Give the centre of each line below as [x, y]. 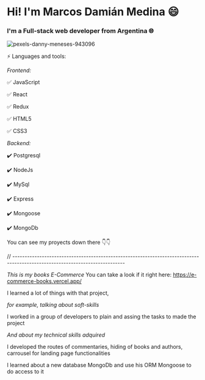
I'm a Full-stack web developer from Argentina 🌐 [81, 31]
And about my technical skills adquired [56, 335]
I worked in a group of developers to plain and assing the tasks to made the [102, 317]
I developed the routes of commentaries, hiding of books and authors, [95, 347]
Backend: [19, 143]
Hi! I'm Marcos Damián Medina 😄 [93, 12]
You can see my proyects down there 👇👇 [59, 242]
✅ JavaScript [23, 82]
